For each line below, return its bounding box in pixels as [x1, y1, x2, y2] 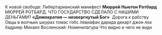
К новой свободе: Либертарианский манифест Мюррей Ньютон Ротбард [5, 4, 157, 10]
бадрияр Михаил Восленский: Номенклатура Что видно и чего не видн [5, 24, 152, 30]
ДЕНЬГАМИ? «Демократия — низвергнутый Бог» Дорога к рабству [5, 14, 149, 20]
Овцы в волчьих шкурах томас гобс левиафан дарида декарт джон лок [5, 19, 152, 25]
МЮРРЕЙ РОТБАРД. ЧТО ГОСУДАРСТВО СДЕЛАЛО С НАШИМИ [5, 9, 139, 15]
